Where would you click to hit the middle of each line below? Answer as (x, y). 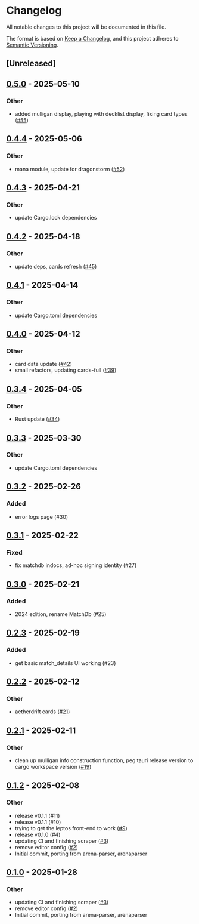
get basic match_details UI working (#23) (65, 663)
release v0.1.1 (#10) (38, 822)
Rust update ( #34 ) (37, 419)
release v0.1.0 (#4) (38, 834)
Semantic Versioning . (32, 45)
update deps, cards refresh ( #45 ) (56, 267)
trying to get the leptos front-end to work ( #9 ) (71, 828)
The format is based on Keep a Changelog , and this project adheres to (92, 38)
